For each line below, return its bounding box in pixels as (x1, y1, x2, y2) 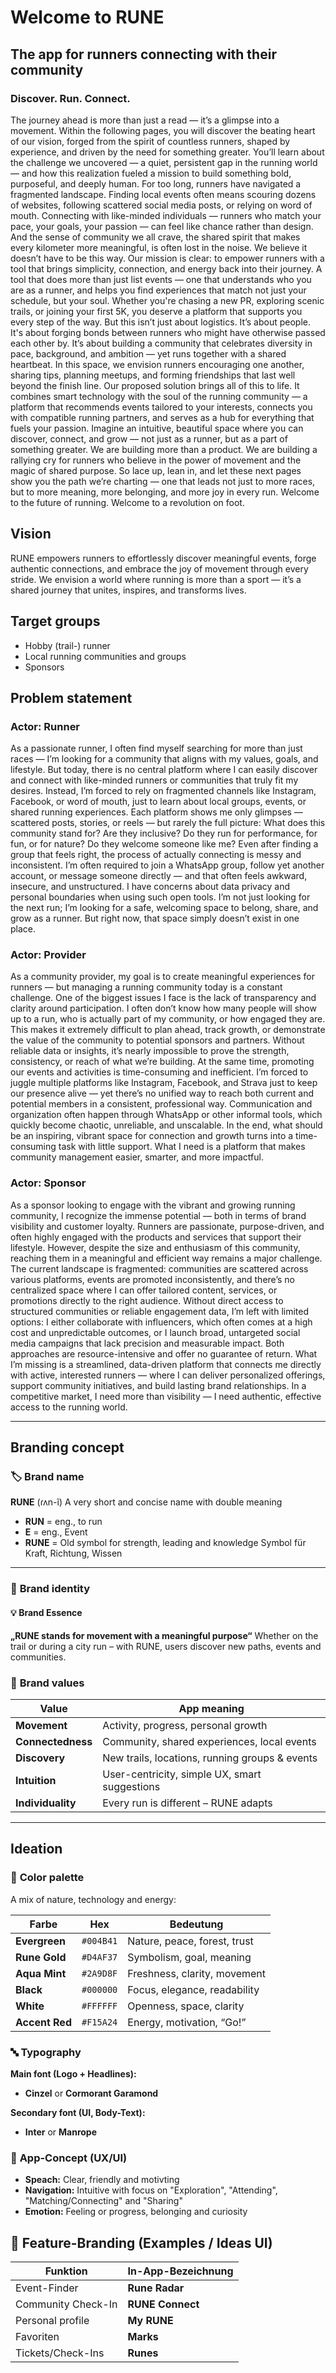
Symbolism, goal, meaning (127, 1950, 252, 1964)
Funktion (44, 2264, 88, 2278)
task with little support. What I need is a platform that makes (58, 1141, 306, 1153)
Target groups (10, 613, 101, 630)
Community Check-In (15, 2297, 118, 2311)
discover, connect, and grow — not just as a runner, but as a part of (10, 432, 288, 445)
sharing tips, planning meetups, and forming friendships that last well (10, 369, 296, 381)
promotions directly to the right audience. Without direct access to (10, 1294, 284, 1306)
